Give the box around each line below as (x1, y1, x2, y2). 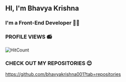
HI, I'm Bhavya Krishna (5, 4, 79, 13)
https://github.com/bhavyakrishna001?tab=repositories (5, 71, 121, 77)
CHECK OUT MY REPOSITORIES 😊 (5, 60, 92, 67)
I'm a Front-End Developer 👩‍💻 (5, 19, 80, 26)
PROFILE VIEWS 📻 (5, 33, 53, 40)
